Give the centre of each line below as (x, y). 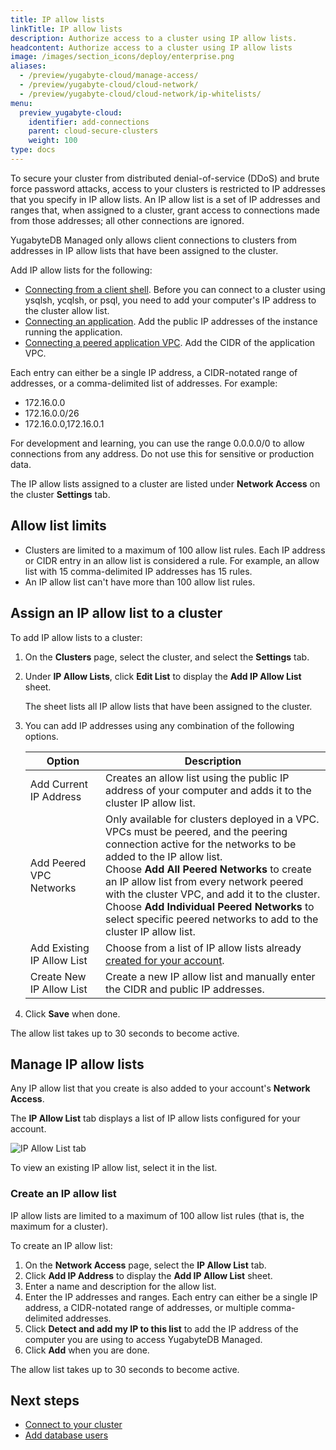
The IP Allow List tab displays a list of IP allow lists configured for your (155, 1118)
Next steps (45, 1400)
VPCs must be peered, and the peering (196, 831)
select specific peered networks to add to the (212, 919)
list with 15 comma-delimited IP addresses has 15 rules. (138, 571)
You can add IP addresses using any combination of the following (159, 725)
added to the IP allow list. (164, 856)
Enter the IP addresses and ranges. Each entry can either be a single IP (171, 1297)
